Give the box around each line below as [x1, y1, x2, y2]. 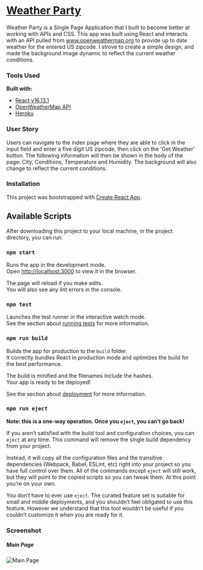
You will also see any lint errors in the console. [6, 286, 122, 293]
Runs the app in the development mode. [6, 261, 106, 268]
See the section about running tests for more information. [6, 320, 150, 327]
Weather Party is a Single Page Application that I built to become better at [6, 24, 190, 31]
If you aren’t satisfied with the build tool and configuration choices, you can [6, 429, 195, 436]
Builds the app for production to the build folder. [6, 347, 128, 354]
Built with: [6, 85, 33, 92]
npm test [6, 301, 32, 307]
